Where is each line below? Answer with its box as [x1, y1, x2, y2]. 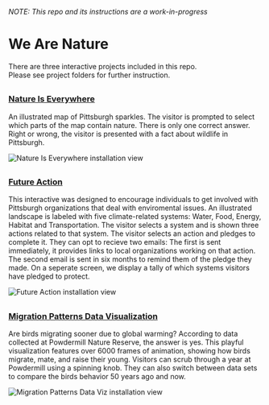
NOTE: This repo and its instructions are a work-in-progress [8, 7, 208, 16]
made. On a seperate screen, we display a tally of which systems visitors [8, 263, 250, 273]
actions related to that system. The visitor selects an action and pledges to [8, 229, 256, 238]
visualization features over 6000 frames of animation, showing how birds [8, 346, 251, 356]
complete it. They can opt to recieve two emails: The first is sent [8, 238, 221, 247]
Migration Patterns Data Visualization [8, 310, 159, 321]
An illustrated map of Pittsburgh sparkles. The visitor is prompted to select [8, 112, 255, 122]
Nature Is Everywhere [8, 93, 95, 105]
